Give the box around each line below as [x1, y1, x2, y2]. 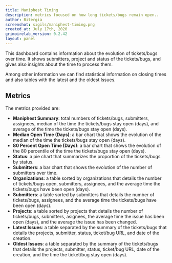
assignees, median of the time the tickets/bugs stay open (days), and [12, 120, 159, 126]
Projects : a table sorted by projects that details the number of [12, 208, 143, 214]
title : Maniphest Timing [5, 7, 58, 13]
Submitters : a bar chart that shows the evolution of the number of [12, 164, 153, 170]
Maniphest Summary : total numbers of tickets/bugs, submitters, [12, 115, 149, 121]
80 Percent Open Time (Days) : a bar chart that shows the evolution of [12, 142, 161, 148]
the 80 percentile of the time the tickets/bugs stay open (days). [12, 147, 146, 154]
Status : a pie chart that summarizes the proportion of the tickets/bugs [12, 153, 161, 159]
